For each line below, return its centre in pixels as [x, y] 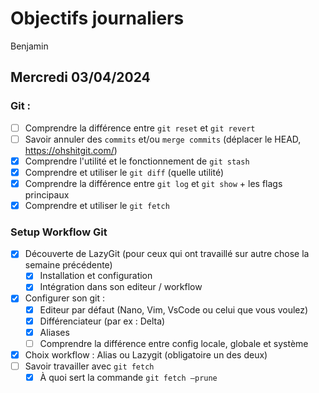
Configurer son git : [65, 298]
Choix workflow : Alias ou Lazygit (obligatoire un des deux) [146, 354]
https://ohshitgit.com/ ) [71, 150]
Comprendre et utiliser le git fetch [97, 205]
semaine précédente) [68, 265]
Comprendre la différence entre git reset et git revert [140, 128]
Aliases [54, 332]
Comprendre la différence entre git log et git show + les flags [153, 183]
